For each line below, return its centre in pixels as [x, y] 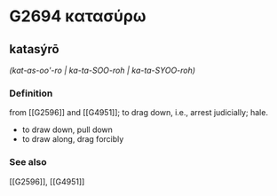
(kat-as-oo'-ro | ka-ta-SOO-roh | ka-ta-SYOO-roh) [103, 70]
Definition [31, 93]
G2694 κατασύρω [78, 16]
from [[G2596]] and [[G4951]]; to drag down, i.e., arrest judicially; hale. [139, 113]
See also [28, 162]
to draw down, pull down [67, 129]
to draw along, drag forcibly [73, 139]
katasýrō [34, 49]
